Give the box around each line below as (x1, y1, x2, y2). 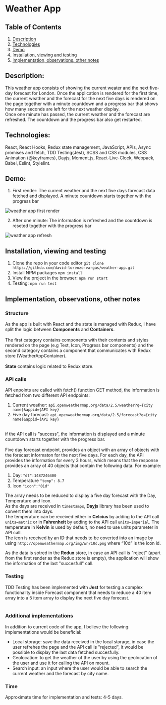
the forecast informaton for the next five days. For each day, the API (5, 452, 144, 458)
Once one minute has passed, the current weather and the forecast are (5, 111, 150, 117)
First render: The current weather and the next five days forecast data (12, 188, 155, 194)
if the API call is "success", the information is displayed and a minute (5, 431, 145, 437)
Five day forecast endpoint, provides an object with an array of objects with (5, 447, 160, 453)
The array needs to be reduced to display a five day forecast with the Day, (5, 492, 157, 498)
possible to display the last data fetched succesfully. (12, 649, 120, 655)
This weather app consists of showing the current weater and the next (5, 85, 149, 91)
